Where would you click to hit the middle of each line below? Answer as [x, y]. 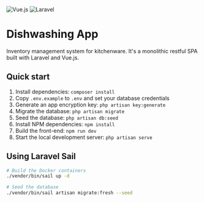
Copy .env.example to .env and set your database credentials [92, 98]
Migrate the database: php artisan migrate [70, 111]
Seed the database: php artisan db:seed [66, 118]
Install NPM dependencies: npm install [65, 124]
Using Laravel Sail [41, 156]
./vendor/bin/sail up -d [38, 176]
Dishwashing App [52, 34]
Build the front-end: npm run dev [56, 130]
